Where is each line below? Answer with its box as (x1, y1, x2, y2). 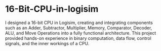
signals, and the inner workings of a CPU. (5, 40, 89, 46)
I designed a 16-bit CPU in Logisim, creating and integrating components (5, 20, 153, 25)
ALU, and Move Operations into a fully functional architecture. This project (5, 30, 157, 36)
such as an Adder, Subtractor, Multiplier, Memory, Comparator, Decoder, (5, 25, 152, 30)
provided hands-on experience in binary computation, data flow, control (5, 35, 152, 41)
